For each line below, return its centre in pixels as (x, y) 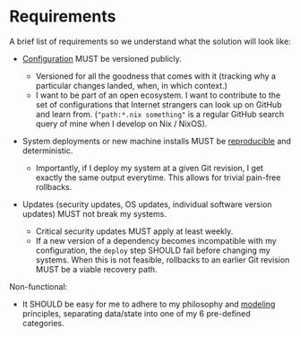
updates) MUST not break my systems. (94, 213)
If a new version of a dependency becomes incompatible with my (156, 240)
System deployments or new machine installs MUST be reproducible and (156, 141)
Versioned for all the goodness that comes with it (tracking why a (155, 76)
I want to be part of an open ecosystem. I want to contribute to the (158, 95)
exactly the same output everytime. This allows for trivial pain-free (158, 177)
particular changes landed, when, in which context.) (132, 85)
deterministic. (47, 151)
